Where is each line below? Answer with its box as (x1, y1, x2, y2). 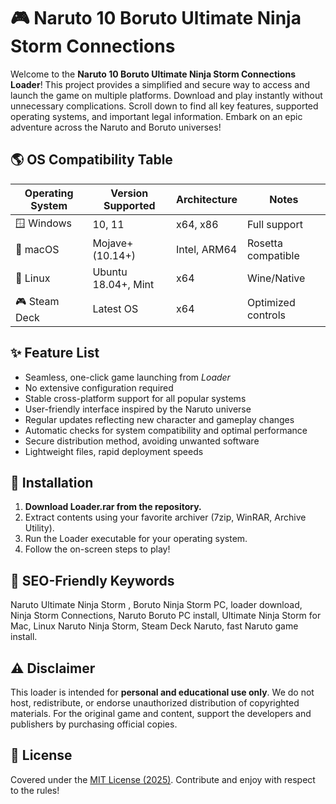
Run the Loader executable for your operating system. (24, 533, 248, 545)
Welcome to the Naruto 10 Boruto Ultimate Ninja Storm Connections (10, 68, 296, 80)
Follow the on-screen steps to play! (24, 543, 171, 555)
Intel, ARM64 (176, 242, 238, 256)
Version (110, 186, 149, 200)
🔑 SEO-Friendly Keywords (10, 572, 175, 589)
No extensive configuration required (24, 381, 174, 394)
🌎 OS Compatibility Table (10, 151, 173, 169)
